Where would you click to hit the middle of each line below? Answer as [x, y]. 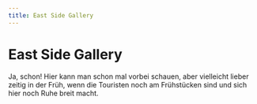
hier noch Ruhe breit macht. [53, 93]
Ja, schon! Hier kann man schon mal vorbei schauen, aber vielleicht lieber [128, 76]
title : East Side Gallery [51, 15]
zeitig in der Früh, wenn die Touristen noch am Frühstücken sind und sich [128, 84]
